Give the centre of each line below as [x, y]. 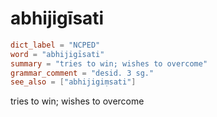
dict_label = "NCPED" [55, 45]
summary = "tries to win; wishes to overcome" [109, 63]
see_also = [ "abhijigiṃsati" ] [73, 82]
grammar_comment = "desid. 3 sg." [82, 73]
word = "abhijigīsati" [57, 54]
